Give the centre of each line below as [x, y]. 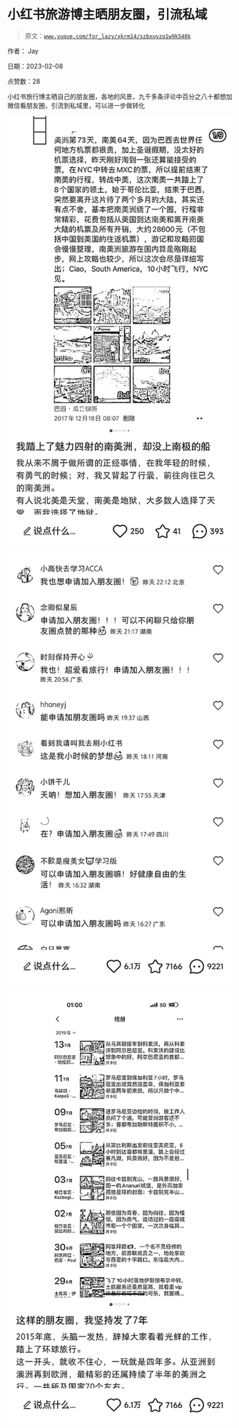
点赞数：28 [24, 81]
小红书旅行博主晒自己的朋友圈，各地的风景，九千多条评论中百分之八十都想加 [120, 96]
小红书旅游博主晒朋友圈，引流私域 [108, 15]
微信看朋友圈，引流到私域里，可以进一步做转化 [76, 105]
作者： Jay [23, 51]
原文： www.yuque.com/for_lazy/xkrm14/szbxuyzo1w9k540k [108, 36]
